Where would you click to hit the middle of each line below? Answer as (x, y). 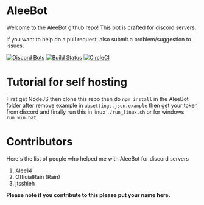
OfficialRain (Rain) (38, 176)
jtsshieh (25, 183)
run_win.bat (21, 117)
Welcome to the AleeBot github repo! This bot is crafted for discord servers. (101, 27)
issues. (15, 46)
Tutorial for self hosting (67, 82)
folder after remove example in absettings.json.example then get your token (102, 105)
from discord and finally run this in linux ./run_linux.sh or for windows (95, 112)
